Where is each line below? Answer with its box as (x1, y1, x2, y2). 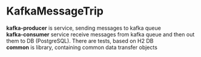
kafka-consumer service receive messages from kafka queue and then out (6, 30, 195, 38)
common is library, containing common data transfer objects (6, 44, 157, 51)
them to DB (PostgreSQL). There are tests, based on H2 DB (6, 37, 154, 44)
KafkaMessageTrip (6, 4, 104, 18)
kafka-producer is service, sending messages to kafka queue (6, 24, 162, 32)
